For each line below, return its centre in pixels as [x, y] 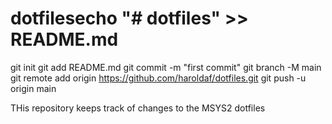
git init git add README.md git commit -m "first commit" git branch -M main [166, 67]
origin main [33, 88]
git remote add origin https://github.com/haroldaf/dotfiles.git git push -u [158, 78]
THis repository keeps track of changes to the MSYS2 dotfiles [138, 108]
